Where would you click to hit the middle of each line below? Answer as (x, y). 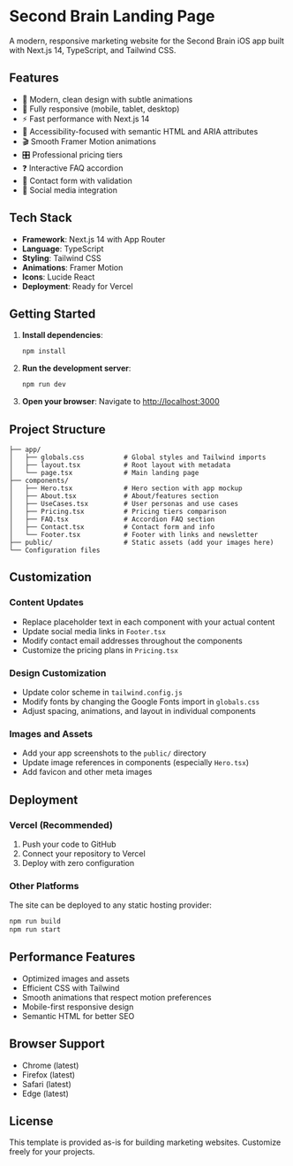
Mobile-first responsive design (78, 1007)
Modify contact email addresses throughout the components (132, 641)
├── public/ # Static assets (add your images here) (142, 542)
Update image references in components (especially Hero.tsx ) (135, 763)
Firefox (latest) (49, 1074)
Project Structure (57, 430)
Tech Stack (41, 218)
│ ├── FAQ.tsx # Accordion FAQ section (112, 519)
